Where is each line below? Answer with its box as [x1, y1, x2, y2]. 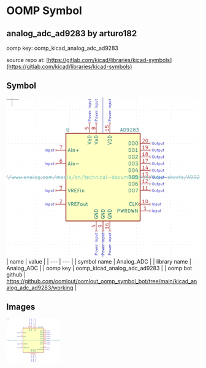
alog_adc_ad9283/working [6, 284, 74, 291]
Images [6, 302, 36, 312]
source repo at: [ [6, 57, 48, 63]
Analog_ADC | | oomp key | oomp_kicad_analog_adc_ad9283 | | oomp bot [6, 264, 193, 272]
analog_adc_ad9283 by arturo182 [6, 28, 137, 39]
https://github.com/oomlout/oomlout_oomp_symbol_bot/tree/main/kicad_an [6, 277, 197, 284]
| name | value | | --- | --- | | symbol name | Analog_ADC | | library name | [6, 257, 192, 265]
